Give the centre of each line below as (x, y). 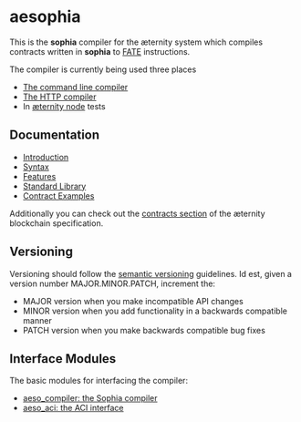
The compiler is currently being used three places (103, 69)
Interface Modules (63, 359)
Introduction (46, 157)
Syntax (36, 167)
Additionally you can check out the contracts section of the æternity (138, 213)
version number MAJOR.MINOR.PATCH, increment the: (113, 283)
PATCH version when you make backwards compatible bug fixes (144, 330)
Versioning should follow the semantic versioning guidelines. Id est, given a (150, 273)
